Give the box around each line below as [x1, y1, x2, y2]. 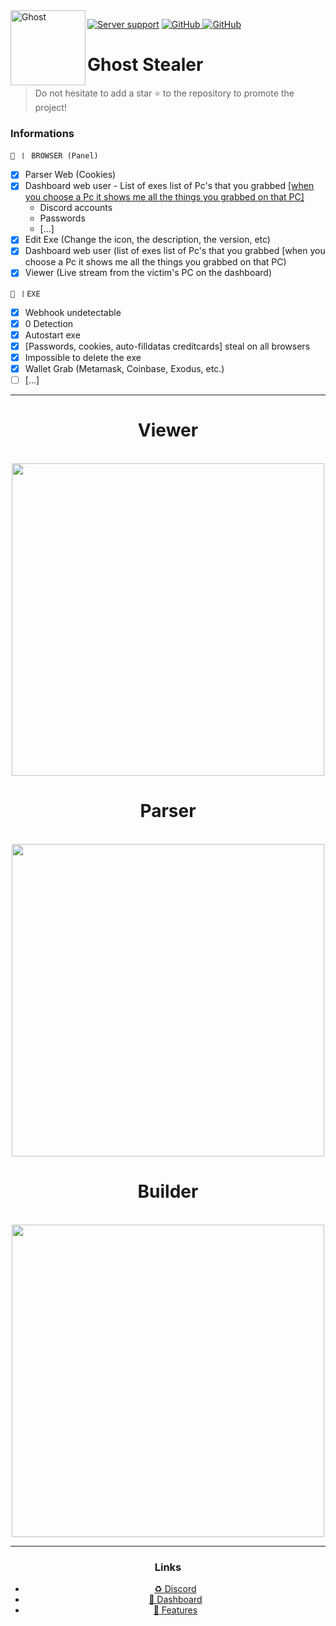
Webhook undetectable [24, 306, 122, 318]
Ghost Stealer [87, 54, 204, 76]
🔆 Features [153, 1604, 198, 1616]
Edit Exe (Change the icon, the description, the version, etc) [24, 234, 271, 246]
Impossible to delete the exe [24, 351, 142, 363]
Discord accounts [39, 202, 113, 214]
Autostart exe [24, 329, 81, 341]
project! [34, 101, 67, 113]
